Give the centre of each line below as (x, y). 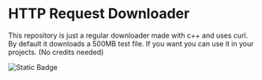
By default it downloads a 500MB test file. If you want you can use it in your (131, 43)
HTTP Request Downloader (99, 14)
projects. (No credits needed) (56, 52)
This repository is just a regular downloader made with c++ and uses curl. (128, 35)
